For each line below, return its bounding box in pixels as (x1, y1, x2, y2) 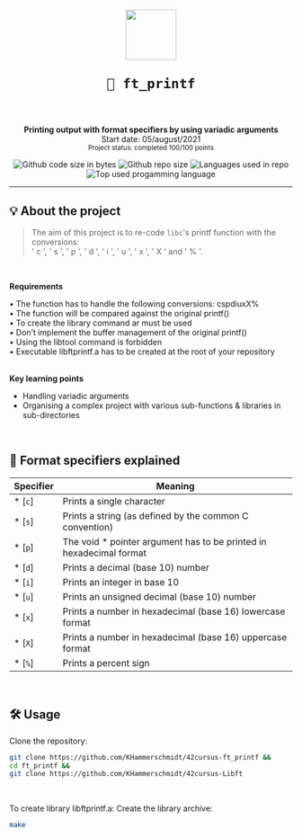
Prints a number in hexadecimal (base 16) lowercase (62, 605, 286, 618)
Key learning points (9, 373, 84, 384)
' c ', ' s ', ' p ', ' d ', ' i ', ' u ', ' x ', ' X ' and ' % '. (31, 246, 204, 256)
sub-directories (22, 410, 80, 420)
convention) (62, 521, 114, 533)
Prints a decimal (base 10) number (62, 561, 209, 574)
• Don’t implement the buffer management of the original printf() (9, 327, 247, 337)
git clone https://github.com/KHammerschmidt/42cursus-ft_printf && (9, 752, 271, 761)
